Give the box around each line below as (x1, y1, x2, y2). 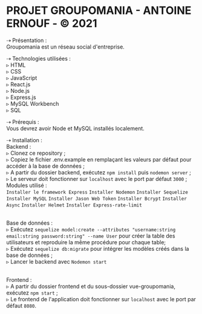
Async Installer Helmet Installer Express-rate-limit (6, 202, 142, 208)
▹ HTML (6, 61, 26, 69)
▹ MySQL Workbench (6, 100, 59, 107)
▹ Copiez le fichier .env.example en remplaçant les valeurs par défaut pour (6, 155, 192, 163)
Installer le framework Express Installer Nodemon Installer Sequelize (6, 189, 189, 195)
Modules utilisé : (6, 182, 47, 189)
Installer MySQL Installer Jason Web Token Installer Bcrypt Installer (6, 196, 187, 202)
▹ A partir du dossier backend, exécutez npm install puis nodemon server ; (6, 168, 192, 176)
